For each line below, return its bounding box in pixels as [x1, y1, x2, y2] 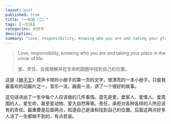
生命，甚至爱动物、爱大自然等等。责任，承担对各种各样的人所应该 [27, 100, 166, 106]
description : [5, 31, 33, 36]
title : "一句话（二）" [5, 17, 49, 22]
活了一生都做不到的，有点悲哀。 [9, 113, 77, 119]
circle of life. [17, 55, 44, 61]
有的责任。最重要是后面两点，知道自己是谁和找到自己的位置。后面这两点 [5, 107, 157, 113]
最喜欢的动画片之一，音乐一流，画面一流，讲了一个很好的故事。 [5, 83, 139, 89]
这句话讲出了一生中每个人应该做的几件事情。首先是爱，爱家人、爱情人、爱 [5, 94, 161, 100]
